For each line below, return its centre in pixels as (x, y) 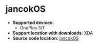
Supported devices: (33, 23)
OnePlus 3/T (32, 27)
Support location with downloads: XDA (53, 33)
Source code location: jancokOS (46, 38)
